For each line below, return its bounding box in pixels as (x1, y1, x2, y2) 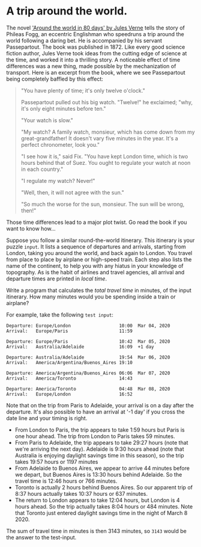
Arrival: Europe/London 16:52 (6, 391, 133, 397)
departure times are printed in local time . (6, 275, 107, 282)
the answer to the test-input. (6, 534, 77, 541)
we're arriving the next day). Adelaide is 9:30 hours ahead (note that (14, 445, 184, 453)
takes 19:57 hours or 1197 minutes (14, 458, 98, 465)
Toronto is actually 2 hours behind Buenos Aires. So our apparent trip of (14, 483, 193, 491)
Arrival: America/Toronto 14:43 (6, 375, 133, 382)
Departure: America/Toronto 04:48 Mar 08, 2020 (6, 386, 170, 392)
